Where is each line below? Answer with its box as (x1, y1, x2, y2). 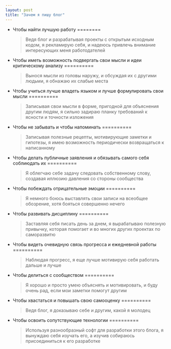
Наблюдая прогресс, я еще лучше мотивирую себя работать (25, 256, 159, 263)
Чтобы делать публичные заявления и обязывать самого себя (12, 155, 149, 161)
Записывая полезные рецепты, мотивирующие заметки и (25, 134, 152, 140)
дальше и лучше (25, 262, 62, 268)
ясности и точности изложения (25, 114, 94, 120)
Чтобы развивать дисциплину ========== (12, 210, 109, 216)
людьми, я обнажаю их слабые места (25, 78, 109, 84)
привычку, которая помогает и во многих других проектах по (25, 226, 161, 232)
